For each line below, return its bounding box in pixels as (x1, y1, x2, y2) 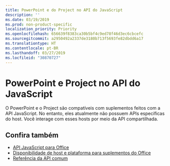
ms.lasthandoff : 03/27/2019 (5, 50, 66, 55)
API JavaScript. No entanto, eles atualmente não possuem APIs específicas (5, 111, 165, 117)
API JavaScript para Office (12, 144, 69, 151)
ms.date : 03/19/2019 (5, 17, 50, 22)
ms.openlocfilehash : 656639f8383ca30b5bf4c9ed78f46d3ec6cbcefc (5, 31, 144, 36)
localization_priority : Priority (5, 27, 77, 32)
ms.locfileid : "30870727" (5, 55, 61, 60)
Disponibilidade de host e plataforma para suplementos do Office (12, 150, 151, 156)
